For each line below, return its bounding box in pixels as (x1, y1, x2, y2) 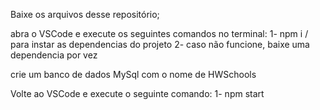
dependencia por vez (10, 49, 98, 61)
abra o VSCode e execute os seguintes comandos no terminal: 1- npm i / (10, 28, 309, 39)
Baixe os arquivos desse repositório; (10, 9, 160, 20)
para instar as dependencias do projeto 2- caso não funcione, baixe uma (10, 39, 310, 50)
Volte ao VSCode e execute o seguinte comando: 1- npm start (10, 88, 265, 99)
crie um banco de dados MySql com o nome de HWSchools (10, 69, 257, 80)
